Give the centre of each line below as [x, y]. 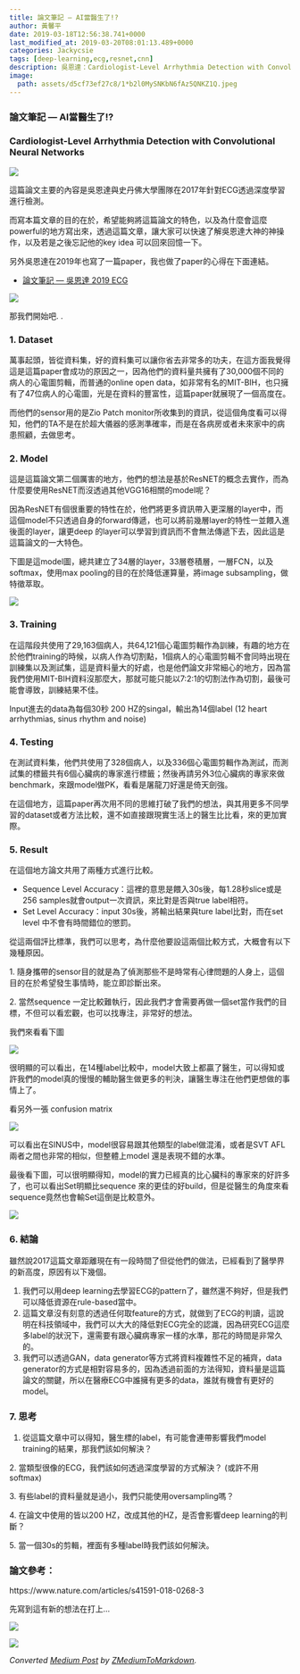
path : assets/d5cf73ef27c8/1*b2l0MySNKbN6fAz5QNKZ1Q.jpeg [128, 84]
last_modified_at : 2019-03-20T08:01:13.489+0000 [101, 42]
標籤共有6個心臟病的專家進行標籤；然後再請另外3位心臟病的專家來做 [159, 774]
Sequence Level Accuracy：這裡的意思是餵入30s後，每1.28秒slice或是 [152, 889]
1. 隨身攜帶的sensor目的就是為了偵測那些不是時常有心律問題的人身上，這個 [147, 972]
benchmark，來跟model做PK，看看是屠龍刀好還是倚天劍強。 [121, 785]
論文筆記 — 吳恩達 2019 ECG [75, 280]
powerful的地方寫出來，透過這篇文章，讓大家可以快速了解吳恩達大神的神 [143, 231]
